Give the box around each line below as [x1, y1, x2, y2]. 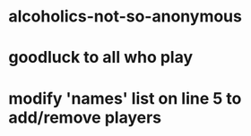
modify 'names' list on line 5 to [8, 88, 242, 108]
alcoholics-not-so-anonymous [8, 6, 243, 27]
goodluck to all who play [8, 47, 194, 68]
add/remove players [8, 107, 162, 127]
